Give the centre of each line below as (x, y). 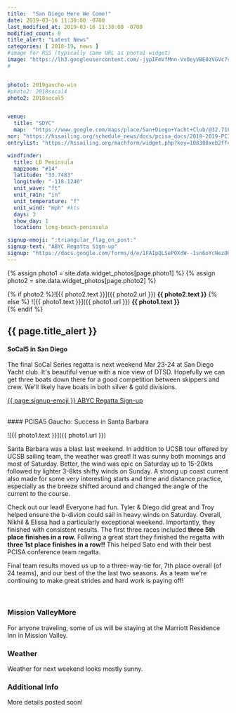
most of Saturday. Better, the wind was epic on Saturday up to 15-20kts (110, 464)
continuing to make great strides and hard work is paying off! (96, 581)
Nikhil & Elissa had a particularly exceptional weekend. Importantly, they (111, 522)
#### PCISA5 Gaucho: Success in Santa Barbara (78, 421)
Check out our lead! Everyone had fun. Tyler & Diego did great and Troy (111, 507)
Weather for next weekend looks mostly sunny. (75, 669)
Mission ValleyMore (42, 613)
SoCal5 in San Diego (38, 349)
